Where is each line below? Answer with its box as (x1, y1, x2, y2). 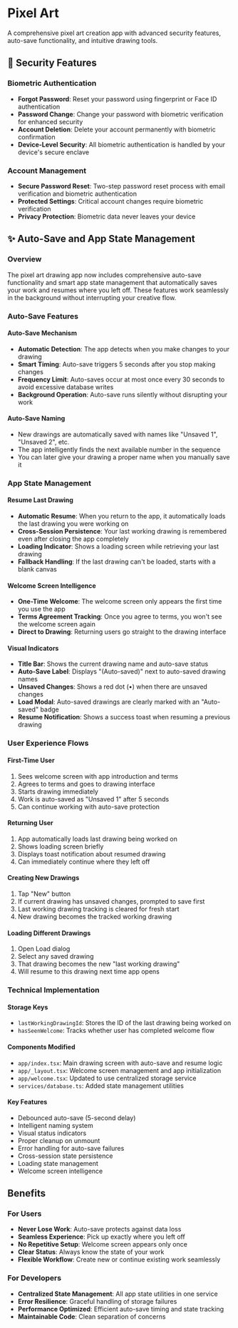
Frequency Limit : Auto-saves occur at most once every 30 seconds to (17, 375, 225, 384)
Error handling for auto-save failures (17, 1144, 125, 1152)
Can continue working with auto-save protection (17, 802, 160, 811)
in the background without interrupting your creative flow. (7, 293, 177, 301)
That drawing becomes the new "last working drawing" (17, 959, 180, 969)
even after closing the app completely (17, 534, 130, 544)
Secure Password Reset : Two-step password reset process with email (17, 181, 226, 190)
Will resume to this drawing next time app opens (17, 967, 160, 976)
